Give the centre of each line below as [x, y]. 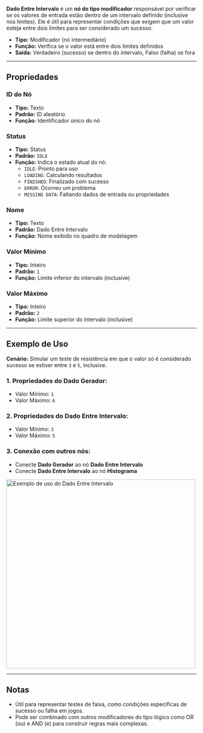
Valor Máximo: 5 [35, 435]
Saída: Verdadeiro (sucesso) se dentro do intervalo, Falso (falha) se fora [105, 53]
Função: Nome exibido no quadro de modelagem [76, 236]
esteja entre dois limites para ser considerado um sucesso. [79, 28]
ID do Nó [19, 94]
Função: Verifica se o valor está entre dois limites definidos [89, 46]
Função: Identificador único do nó [58, 120]
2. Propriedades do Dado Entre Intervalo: [67, 415]
